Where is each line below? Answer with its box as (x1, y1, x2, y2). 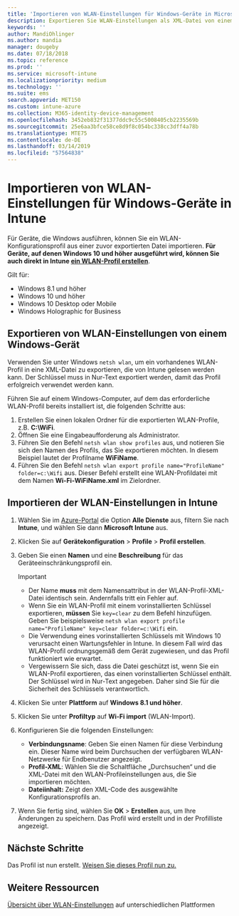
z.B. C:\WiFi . (17, 423, 55, 432)
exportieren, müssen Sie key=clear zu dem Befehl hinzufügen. (28, 608, 212, 617)
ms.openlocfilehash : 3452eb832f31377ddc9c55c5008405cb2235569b (7, 116, 199, 123)
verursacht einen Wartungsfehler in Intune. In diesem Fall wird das (28, 639, 223, 647)
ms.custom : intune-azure (7, 103, 81, 110)
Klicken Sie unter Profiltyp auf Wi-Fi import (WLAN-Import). (17, 712, 196, 720)
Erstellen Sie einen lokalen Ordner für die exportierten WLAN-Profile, (17, 415, 220, 424)
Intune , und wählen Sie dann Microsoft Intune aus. (17, 523, 169, 531)
